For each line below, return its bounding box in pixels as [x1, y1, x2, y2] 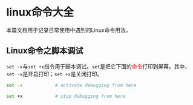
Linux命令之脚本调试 [6, 46, 83, 56]
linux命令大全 [6, 5, 74, 19]
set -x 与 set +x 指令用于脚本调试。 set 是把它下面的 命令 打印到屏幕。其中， [6, 62, 191, 70]
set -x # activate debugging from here [6, 82, 137, 88]
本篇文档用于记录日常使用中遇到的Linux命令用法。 [6, 26, 131, 34]
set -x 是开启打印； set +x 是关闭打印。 [6, 70, 103, 77]
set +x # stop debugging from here [6, 93, 126, 99]
